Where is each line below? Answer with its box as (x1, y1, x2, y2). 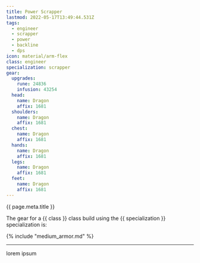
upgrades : (11, 75, 36, 81)
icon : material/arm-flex (6, 53, 68, 59)
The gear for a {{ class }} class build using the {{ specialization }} (6, 215, 166, 222)
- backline (11, 42, 39, 48)
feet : (11, 176, 26, 182)
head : (11, 92, 26, 98)
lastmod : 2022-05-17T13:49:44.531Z (6, 14, 95, 20)
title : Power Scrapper (6, 8, 62, 15)
